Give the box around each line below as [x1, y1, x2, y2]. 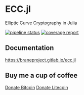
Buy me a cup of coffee [5, 71, 78, 80]
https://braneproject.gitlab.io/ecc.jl [5, 57, 76, 63]
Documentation [5, 44, 54, 52]
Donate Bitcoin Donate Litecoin [5, 84, 68, 90]
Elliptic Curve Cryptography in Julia [5, 20, 78, 26]
